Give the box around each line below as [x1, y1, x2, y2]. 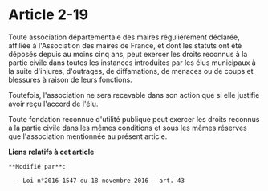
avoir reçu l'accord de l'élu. [8, 99, 99, 108]
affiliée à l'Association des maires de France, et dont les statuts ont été [8, 40, 242, 50]
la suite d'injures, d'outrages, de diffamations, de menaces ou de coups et [8, 66, 254, 75]
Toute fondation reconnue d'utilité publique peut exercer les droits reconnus [8, 114, 260, 124]
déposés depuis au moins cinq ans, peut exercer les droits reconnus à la [8, 49, 248, 59]
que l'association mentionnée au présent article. [8, 131, 168, 141]
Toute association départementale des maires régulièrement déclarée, [8, 32, 241, 42]
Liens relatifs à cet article [8, 147, 95, 156]
